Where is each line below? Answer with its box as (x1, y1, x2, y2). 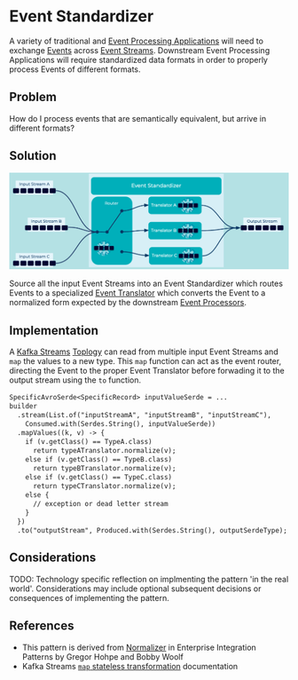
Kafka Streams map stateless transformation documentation (21, 660, 239, 671)
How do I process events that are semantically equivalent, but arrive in (9, 113, 267, 123)
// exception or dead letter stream (32, 500, 169, 509)
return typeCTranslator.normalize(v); (32, 482, 176, 491)
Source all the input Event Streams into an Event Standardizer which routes (9, 278, 284, 289)
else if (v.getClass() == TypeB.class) (25, 455, 173, 464)
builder (9, 402, 38, 411)
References (9, 619, 74, 634)
